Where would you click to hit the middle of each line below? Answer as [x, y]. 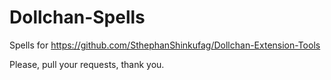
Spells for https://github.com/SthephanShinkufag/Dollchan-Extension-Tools [165, 45]
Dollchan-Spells [77, 17]
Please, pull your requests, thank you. [87, 64]
